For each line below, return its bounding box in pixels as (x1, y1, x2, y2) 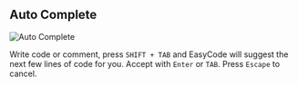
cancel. (9, 68, 37, 79)
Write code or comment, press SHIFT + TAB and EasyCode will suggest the (9, 49, 289, 60)
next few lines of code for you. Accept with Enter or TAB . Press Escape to (9, 58, 281, 69)
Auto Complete (9, 7, 98, 23)
